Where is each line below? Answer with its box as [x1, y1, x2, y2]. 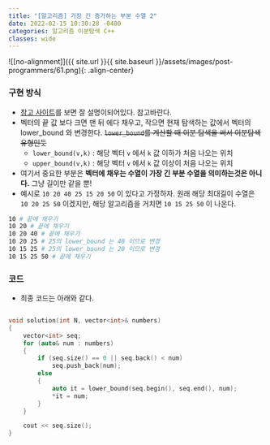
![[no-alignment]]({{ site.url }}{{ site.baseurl [8, 57, 154, 67]
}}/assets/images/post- [155, 57, 234, 67]
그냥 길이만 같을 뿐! [31, 178, 92, 188]
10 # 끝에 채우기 [8, 214, 58, 223]
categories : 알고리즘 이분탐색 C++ [8, 27, 115, 35]
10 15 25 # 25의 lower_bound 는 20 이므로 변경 [8, 245, 161, 253]
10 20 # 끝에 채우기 [8, 222, 70, 231]
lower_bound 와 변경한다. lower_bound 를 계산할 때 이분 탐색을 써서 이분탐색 [19, 127, 261, 137]
